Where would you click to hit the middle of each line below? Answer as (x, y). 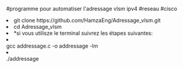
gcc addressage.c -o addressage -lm (52, 46)
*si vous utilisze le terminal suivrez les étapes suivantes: (83, 33)
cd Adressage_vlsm (38, 27)
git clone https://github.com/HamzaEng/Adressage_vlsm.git (87, 20)
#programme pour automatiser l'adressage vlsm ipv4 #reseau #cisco (92, 9)
